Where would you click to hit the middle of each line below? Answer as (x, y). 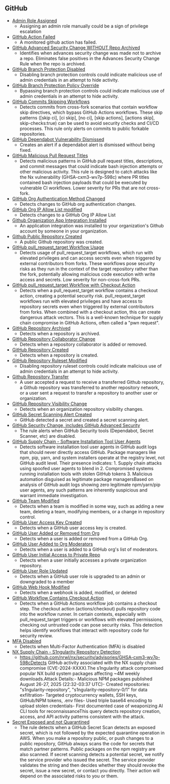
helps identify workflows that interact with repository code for (84, 630)
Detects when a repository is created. (59, 355)
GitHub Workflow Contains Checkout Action (58, 598)
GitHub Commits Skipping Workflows (51, 102)
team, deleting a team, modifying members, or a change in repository (92, 511)
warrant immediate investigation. (54, 495)
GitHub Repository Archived (41, 328)
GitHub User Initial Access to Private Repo (56, 554)
